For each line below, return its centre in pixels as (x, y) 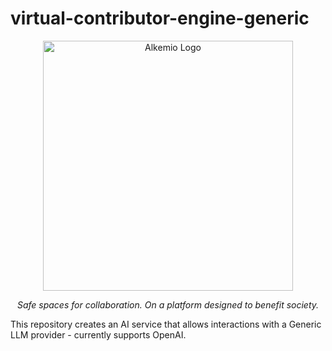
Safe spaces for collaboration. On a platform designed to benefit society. (168, 304)
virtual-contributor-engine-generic (160, 18)
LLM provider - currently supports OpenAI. (98, 334)
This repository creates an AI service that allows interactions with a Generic (166, 324)
